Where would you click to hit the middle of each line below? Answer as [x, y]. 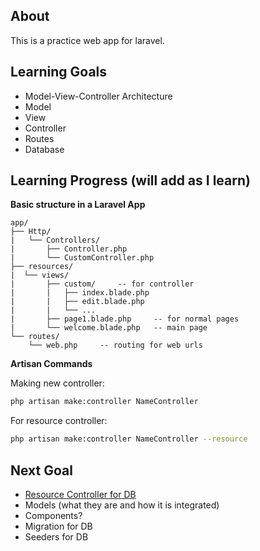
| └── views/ [40, 275]
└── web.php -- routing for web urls [115, 345]
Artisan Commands [51, 364]
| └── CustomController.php [82, 258]
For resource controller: [59, 421]
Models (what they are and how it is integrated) [122, 505]
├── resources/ [42, 267]
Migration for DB [58, 526]
